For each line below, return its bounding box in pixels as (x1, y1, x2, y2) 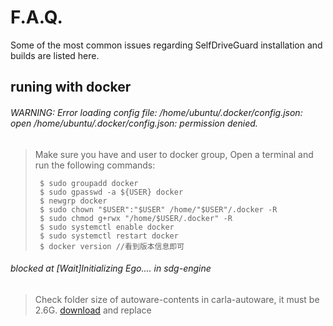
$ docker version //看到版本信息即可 (39, 241, 185, 251)
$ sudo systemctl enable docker (39, 222, 175, 232)
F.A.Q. (10, 6, 63, 29)
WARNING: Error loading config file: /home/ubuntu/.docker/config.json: (10, 106, 303, 118)
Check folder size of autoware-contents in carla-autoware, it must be (34, 293, 320, 305)
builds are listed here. (10, 49, 100, 61)
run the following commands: (34, 159, 156, 171)
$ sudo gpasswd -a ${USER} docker (39, 187, 184, 197)
